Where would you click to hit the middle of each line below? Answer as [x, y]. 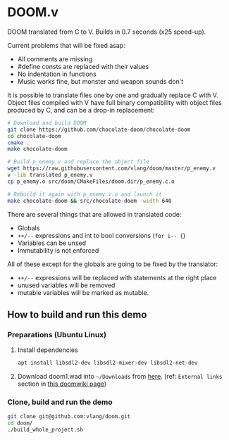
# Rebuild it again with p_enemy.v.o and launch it [85, 194]
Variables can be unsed [52, 243]
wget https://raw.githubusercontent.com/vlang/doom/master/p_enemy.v [112, 169]
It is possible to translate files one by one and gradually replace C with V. [113, 95]
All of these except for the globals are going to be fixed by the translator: [113, 264]
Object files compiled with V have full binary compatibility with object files [114, 102]
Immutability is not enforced [58, 250]
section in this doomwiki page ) [62, 384]
